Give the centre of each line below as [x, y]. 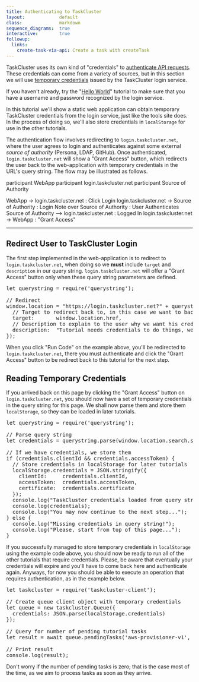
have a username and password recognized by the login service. [85, 97]
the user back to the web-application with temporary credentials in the [92, 165]
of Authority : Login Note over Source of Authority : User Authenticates [93, 207]
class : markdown [44, 23]
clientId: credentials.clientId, [73, 476]
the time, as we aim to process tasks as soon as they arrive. [79, 673]
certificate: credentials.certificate [76, 488]
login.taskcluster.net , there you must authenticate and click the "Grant [95, 353]
